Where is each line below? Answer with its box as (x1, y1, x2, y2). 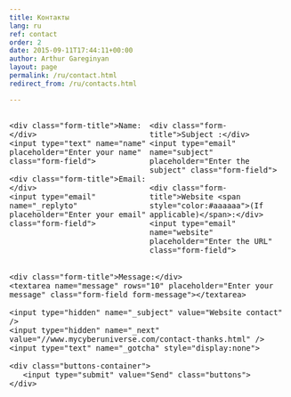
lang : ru (9, 21, 42, 30)
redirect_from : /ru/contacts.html (9, 79, 138, 88)
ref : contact (9, 29, 58, 38)
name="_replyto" (9, 200, 78, 210)
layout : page (9, 63, 58, 72)
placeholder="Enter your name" (9, 147, 142, 157)
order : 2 (9, 37, 42, 47)
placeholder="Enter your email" (9, 209, 147, 219)
